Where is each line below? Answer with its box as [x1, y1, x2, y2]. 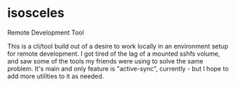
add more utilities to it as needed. [7, 72, 104, 80]
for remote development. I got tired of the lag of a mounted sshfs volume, [7, 49, 221, 58]
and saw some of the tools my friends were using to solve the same [7, 56, 204, 65]
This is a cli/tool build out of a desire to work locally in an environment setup [7, 42, 229, 50]
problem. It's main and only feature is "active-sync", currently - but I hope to [7, 64, 229, 73]
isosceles [7, 5, 65, 21]
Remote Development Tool [7, 28, 85, 37]
